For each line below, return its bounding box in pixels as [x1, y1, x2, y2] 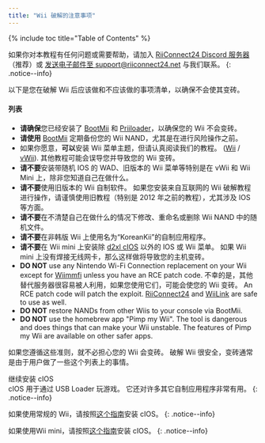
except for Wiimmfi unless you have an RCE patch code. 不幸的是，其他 [19, 270, 253, 279]
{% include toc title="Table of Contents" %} [8, 33, 151, 43]
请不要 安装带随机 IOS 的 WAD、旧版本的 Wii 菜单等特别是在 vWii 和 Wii [19, 163, 251, 172]
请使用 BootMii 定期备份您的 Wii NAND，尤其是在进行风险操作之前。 [19, 133, 243, 142]
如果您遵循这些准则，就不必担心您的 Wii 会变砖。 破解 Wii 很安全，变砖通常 [8, 347, 253, 357]
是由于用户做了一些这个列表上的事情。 [8, 357, 133, 366]
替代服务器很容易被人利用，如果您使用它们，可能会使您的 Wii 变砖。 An [19, 280, 253, 290]
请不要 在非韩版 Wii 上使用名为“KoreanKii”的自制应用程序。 [19, 232, 210, 241]
